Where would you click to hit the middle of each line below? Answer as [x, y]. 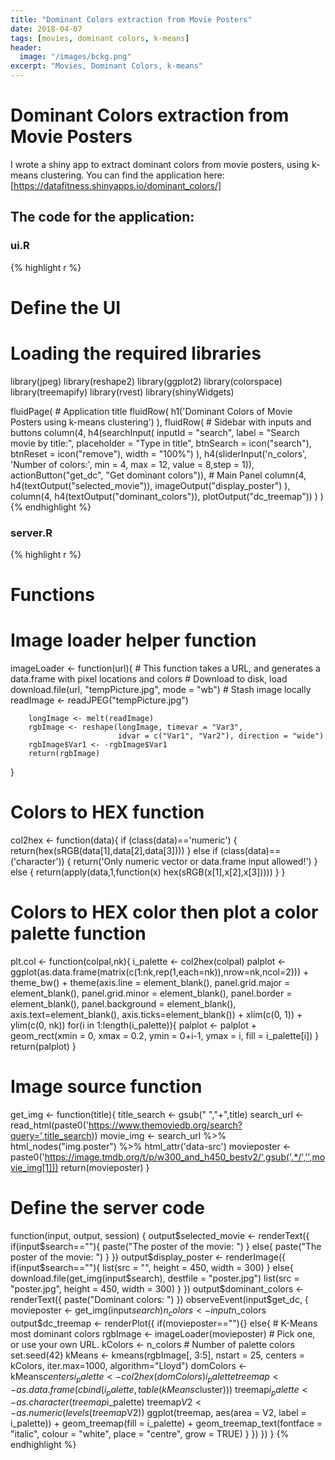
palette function [78, 933]
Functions [52, 595]
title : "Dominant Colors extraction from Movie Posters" [131, 19]
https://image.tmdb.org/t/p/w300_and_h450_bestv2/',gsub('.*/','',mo [185, 1157]
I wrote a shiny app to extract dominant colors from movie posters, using [160, 164]
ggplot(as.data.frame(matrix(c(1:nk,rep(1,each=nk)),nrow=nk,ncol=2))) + [160, 972]
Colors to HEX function [107, 812]
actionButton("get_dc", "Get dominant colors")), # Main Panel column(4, [158, 475]
